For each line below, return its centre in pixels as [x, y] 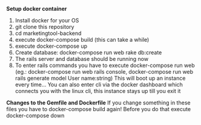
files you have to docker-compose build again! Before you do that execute [99, 109]
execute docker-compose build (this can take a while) [82, 40]
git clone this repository [44, 27]
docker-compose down [35, 115]
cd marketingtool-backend [48, 33]
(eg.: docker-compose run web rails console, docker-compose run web [104, 72]
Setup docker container [37, 9]
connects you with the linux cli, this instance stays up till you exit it [98, 91]
